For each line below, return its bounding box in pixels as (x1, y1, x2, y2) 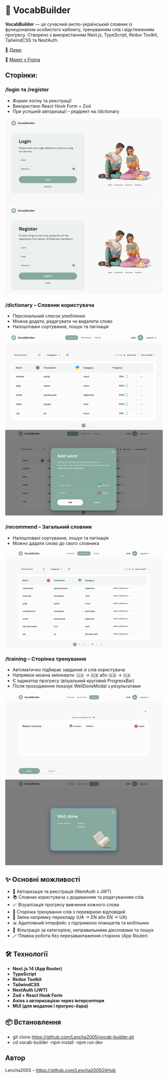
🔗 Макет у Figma (5, 56, 40, 62)
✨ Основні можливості (5, 875, 80, 884)
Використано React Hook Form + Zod (12, 103, 91, 109)
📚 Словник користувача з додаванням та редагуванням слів (12, 894, 144, 900)
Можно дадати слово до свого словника (12, 540, 99, 546)
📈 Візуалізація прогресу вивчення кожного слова (12, 902, 119, 908)
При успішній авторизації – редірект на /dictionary (12, 108, 119, 114)
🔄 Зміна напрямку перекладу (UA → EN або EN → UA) (12, 914, 127, 920)
